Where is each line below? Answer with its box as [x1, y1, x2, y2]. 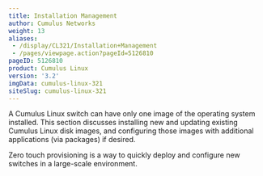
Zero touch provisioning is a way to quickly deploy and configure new [8, 150, 240, 160]
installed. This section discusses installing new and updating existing [8, 118, 238, 128]
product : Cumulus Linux [8, 65, 89, 73]
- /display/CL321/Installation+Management [11, 42, 158, 50]
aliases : [8, 34, 38, 43]
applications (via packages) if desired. [8, 135, 136, 145]
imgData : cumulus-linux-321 [8, 79, 104, 87]
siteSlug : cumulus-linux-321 [8, 86, 107, 95]
